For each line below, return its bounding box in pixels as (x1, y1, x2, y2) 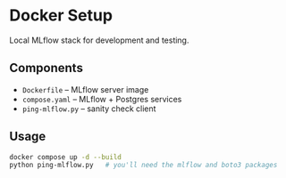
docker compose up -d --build (9, 152, 122, 161)
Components (9, 61, 83, 76)
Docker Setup (9, 5, 114, 26)
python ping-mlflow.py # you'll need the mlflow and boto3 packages (9, 161, 278, 170)
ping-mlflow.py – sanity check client (21, 103, 156, 114)
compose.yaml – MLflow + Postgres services (21, 93, 182, 104)
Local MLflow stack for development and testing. (9, 35, 189, 45)
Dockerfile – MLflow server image (21, 84, 149, 94)
